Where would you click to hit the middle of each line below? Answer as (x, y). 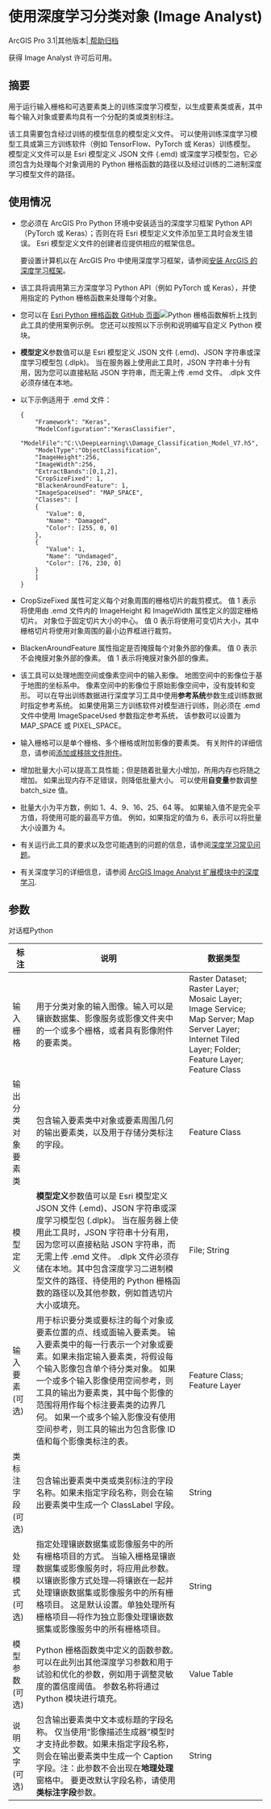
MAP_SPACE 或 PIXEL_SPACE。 (73, 725)
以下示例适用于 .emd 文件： (66, 400)
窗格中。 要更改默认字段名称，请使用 (106, 1781)
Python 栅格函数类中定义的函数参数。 (107, 1650)
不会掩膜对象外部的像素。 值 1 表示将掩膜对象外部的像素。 (117, 658)
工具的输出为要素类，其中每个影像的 (105, 1393)
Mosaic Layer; (216, 999)
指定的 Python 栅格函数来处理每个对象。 (94, 297)
